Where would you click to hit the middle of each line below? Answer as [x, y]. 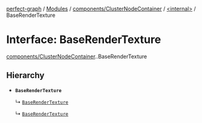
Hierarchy [25, 75]
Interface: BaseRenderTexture [84, 40]
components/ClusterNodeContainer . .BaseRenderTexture [77, 56]
